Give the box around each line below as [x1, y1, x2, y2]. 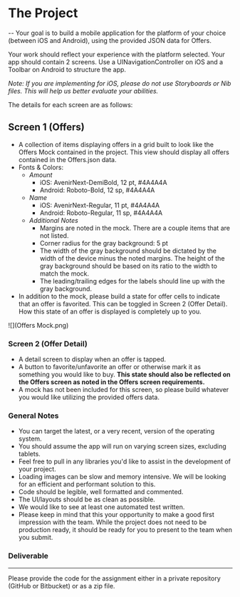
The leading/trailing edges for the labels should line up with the [39, 276, 225, 285]
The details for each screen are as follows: [8, 100, 133, 109]
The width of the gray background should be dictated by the [39, 246, 216, 255]
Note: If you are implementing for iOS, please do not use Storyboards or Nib [8, 79, 231, 87]
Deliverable [8, 551, 49, 561]
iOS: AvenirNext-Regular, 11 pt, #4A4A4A [39, 201, 160, 209]
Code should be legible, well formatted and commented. [18, 488, 184, 496]
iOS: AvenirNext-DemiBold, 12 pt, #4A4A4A [39, 178, 167, 186]
